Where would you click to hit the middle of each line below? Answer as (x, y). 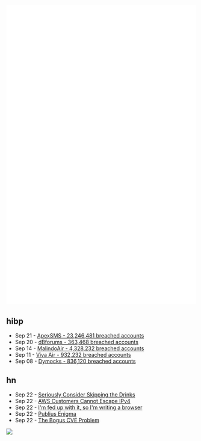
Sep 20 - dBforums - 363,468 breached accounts (76, 342)
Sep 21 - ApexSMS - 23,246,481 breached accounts (79, 336)
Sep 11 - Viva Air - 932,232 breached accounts (73, 355)
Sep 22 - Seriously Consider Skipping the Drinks (75, 395)
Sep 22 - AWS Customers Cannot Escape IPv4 (73, 401)
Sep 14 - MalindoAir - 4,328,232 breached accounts (79, 348)
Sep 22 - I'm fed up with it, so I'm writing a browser (79, 407)
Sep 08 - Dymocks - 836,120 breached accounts (75, 361)
